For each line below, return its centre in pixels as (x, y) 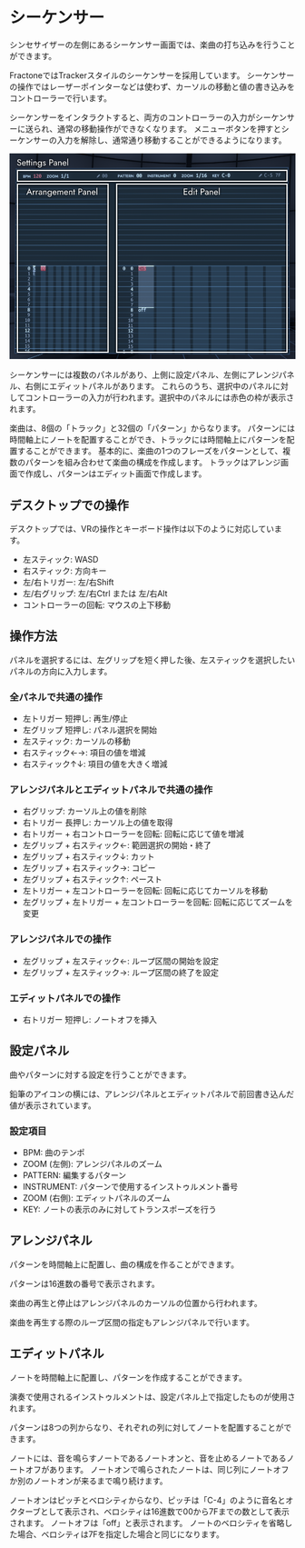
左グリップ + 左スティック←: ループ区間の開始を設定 (121, 961)
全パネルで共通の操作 (56, 697)
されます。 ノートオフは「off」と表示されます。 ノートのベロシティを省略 (147, 1523)
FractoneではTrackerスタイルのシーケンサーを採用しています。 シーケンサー (152, 75)
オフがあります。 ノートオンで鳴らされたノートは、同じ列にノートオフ (157, 1469)
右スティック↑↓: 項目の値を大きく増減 (95, 764)
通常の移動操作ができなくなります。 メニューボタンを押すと (169, 128)
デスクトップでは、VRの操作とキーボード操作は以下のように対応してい (142, 528)
